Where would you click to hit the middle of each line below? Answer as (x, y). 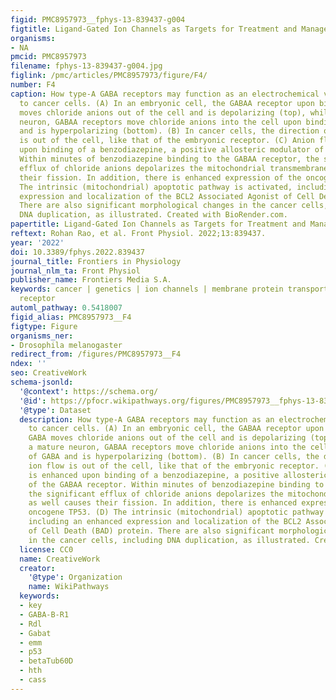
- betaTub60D (46, 661)
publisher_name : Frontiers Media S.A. (91, 280)
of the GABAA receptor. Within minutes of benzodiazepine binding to (176, 484)
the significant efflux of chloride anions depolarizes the (156, 494)
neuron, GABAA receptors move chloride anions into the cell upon (160, 122)
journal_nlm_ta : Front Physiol (75, 271)
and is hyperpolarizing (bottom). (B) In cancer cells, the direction (169, 131)
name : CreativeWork (60, 559)
